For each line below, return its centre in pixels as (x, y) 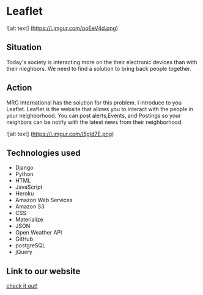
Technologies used (43, 153)
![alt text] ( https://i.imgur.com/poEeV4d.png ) (62, 28)
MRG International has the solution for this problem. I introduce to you (94, 103)
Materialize (29, 220)
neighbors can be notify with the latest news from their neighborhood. (95, 122)
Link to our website (43, 271)
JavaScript (29, 187)
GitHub (24, 239)
